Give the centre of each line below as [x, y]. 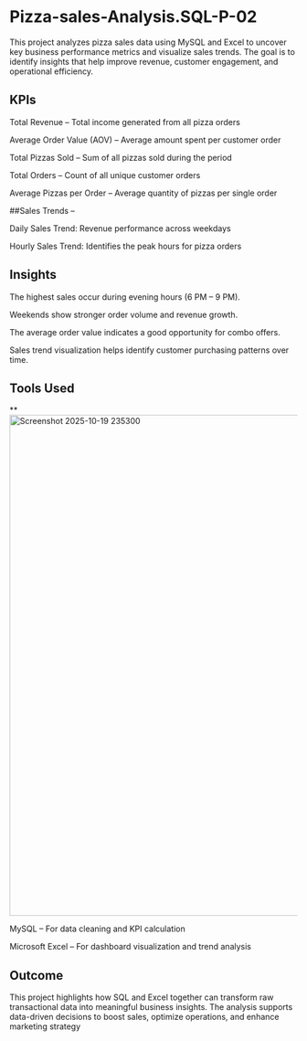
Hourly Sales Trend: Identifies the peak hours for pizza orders [126, 246]
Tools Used [42, 388]
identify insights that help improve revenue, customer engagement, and [144, 61]
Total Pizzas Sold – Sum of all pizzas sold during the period [121, 157]
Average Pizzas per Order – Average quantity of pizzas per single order [143, 193]
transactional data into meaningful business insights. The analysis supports [151, 1007]
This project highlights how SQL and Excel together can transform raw [142, 997]
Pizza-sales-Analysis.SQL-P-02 [133, 17]
